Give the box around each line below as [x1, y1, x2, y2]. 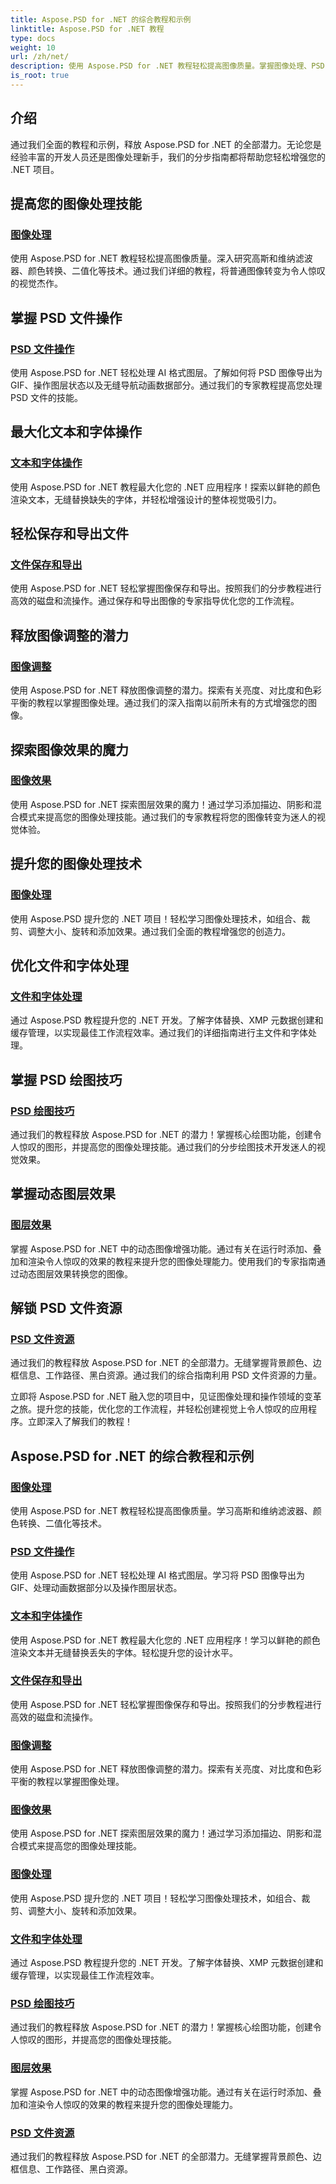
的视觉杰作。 [10, 277, 63, 290]
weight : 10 [10, 42, 56, 53]
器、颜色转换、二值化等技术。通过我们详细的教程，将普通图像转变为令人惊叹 [10, 265, 326, 277]
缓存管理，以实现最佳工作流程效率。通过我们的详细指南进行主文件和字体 [10, 1027, 308, 1039]
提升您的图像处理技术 [10, 856, 142, 873]
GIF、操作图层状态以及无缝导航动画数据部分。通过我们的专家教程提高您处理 [10, 379, 323, 391]
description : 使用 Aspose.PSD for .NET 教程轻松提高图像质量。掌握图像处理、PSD [10, 61, 325, 71]
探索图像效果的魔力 [10, 741, 129, 758]
